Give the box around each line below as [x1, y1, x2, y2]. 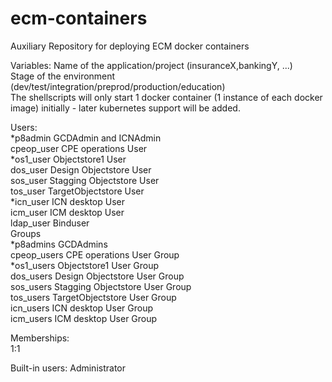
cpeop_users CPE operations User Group [10, 248, 180, 261]
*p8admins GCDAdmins [10, 238, 108, 250]
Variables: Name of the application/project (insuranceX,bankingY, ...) [10, 59, 293, 71]
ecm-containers [10, 7, 148, 30]
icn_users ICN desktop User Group [10, 302, 154, 314]
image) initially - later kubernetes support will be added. [10, 102, 241, 114]
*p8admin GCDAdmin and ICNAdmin [10, 132, 162, 144]
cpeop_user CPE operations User [10, 142, 148, 154]
